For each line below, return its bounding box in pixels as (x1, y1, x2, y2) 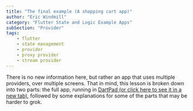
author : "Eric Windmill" (6, 14, 67, 20)
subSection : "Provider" (6, 25, 65, 31)
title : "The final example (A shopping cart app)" (6, 8, 133, 15)
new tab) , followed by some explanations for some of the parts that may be (6, 92, 188, 99)
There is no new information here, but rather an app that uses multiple (6, 74, 175, 81)
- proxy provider (16, 52, 59, 58)
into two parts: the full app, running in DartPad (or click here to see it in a (6, 86, 182, 93)
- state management (16, 41, 65, 47)
